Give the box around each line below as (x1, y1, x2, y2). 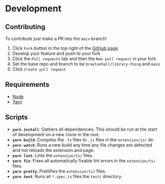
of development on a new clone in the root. (12, 131, 100, 137)
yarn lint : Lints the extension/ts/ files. (12, 152, 94, 158)
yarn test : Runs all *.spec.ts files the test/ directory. (12, 173, 123, 179)
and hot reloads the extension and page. (12, 147, 95, 153)
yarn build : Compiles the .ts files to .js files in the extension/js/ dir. (12, 137, 155, 143)
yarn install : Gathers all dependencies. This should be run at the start (12, 126, 157, 132)
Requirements (5, 80, 49, 89)
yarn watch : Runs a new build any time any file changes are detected (12, 142, 152, 148)
